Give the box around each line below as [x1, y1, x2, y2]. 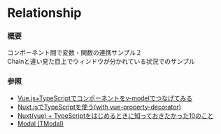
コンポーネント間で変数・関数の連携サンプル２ [7, 48, 142, 57]
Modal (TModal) [17, 119, 64, 128]
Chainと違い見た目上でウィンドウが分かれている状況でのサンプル [7, 58, 196, 66]
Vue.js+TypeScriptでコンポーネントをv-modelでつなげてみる [17, 93, 193, 102]
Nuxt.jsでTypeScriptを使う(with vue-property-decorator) [17, 102, 182, 111]
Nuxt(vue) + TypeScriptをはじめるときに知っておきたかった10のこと [17, 111, 214, 120]
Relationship [7, 5, 82, 21]
